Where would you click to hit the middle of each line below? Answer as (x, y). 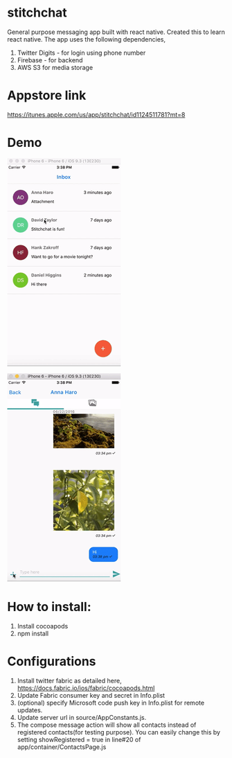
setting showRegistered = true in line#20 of (79, 739)
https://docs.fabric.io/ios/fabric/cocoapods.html (86, 688)
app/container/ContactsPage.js (62, 747)
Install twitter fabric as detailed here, (70, 680)
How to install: (49, 607)
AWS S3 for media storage (55, 67)
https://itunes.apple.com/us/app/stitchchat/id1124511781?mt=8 (96, 114)
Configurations (52, 661)
